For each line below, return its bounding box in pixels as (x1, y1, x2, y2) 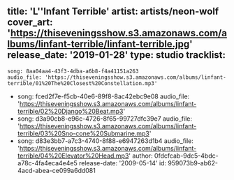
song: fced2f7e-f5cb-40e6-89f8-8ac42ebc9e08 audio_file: (17, 92, 190, 100)
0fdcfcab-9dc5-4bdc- (154, 151, 219, 160)
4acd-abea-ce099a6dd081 (17, 166, 96, 174)
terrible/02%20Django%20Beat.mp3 (17, 107, 124, 115)
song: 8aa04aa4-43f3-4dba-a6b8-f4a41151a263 (7, 68, 139, 75)
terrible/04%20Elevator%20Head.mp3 (17, 151, 129, 160)
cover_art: (7, 17, 53, 29)
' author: (129, 151, 153, 160)
